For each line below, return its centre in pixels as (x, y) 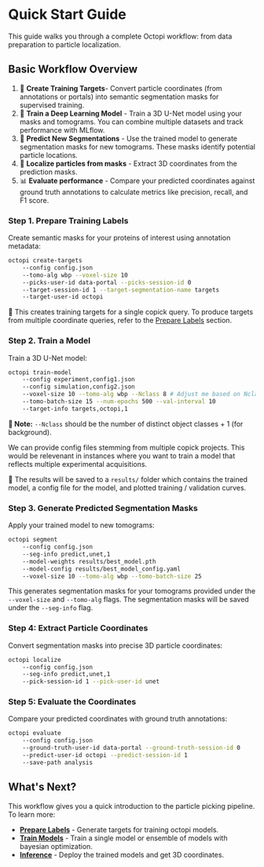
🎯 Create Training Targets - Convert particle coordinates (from (121, 88)
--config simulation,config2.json (79, 387)
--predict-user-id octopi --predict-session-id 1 (105, 755)
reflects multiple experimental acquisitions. (78, 464)
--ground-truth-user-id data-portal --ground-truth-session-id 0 (132, 748)
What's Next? (42, 787)
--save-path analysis (57, 762)
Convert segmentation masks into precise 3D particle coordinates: (115, 645)
